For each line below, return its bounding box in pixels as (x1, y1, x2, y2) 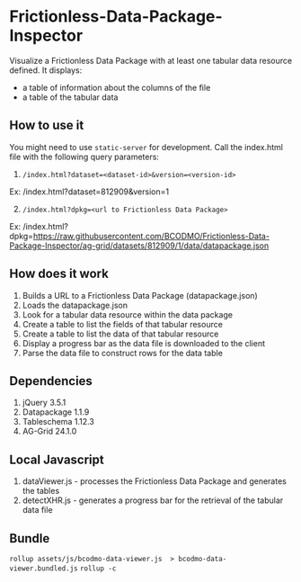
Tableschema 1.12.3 (22, 416, 94, 427)
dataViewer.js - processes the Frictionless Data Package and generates (22, 476, 288, 487)
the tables (22, 486, 60, 497)
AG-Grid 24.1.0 (22, 425, 77, 437)
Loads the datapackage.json (22, 300, 128, 310)
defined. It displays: (9, 65, 83, 76)
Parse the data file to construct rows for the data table (22, 347, 223, 358)
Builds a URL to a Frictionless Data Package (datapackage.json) (22, 290, 258, 300)
